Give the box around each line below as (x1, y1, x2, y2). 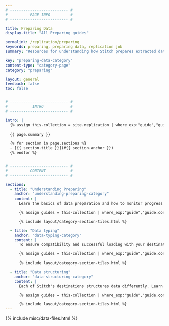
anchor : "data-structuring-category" (14, 274, 94, 279)
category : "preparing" (5, 68, 53, 73)
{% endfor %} (10, 150, 37, 155)
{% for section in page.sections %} (10, 141, 87, 146)
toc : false (5, 86, 28, 91)
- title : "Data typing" (10, 228, 59, 233)
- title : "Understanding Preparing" (10, 187, 87, 192)
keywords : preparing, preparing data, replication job (5, 44, 123, 49)
